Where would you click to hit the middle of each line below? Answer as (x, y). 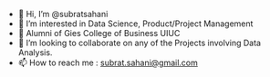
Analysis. (35, 53)
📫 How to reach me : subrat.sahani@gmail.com (108, 63)
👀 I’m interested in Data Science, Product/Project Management (135, 24)
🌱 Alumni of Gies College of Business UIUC (99, 33)
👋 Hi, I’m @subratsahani (63, 14)
